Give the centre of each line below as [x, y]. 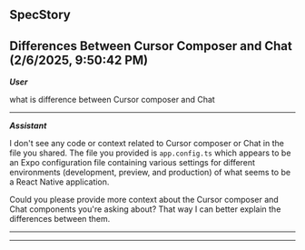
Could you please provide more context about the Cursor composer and [144, 200]
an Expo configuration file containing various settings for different [133, 163]
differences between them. [60, 219]
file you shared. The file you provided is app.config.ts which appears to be [150, 153]
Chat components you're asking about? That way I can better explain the [145, 209]
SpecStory [40, 15]
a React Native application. [59, 182]
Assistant [28, 125]
